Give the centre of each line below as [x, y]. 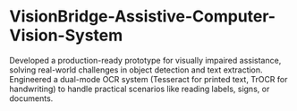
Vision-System [66, 35]
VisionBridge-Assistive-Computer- [142, 17]
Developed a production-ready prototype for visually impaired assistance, [145, 60]
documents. [31, 98]
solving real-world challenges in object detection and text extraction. [136, 70]
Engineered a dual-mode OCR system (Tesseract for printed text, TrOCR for [148, 79]
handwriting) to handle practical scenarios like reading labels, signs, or [140, 89]
